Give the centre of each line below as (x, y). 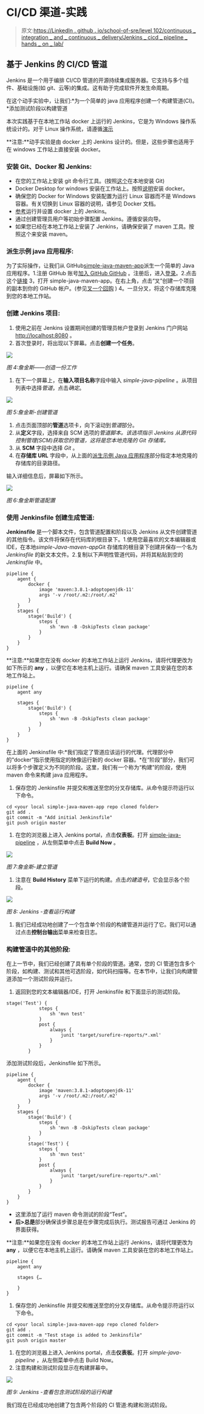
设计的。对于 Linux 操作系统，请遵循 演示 (62, 129)
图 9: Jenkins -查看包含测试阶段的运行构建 (59, 1392)
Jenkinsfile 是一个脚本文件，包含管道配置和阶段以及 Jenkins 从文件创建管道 (102, 532)
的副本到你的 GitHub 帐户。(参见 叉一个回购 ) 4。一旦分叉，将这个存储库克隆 (101, 289)
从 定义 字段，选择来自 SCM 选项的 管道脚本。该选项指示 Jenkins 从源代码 (106, 433)
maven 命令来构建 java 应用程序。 (49, 775)
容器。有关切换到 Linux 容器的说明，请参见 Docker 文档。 (87, 204)
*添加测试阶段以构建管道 (37, 108)
